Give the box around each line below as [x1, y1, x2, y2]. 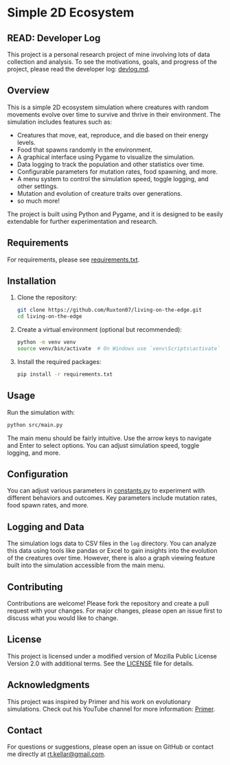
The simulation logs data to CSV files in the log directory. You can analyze [7, 539, 217, 547]
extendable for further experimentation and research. [7, 217, 158, 225]
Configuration [7, 468, 69, 480]
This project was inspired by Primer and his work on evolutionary [7, 697, 191, 705]
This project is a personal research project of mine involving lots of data [7, 50, 211, 58]
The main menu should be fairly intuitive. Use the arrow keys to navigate [7, 434, 211, 442]
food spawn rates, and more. [7, 501, 89, 510]
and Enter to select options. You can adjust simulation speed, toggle [7, 441, 200, 449]
